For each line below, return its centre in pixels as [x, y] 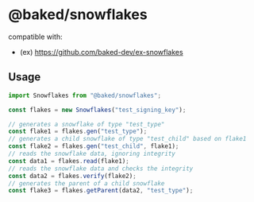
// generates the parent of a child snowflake [87, 183]
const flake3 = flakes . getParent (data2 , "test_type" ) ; [101, 191]
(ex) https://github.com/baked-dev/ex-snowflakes [102, 52]
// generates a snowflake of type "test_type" [87, 124]
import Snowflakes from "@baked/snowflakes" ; [85, 95]
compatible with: [35, 37]
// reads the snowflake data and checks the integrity [101, 169]
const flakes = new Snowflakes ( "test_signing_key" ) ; [97, 110]
